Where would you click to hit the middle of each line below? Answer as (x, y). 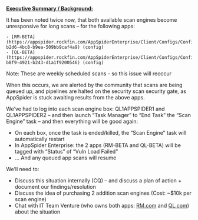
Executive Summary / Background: (49, 9)
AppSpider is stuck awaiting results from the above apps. (76, 97)
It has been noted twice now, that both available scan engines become (92, 20)
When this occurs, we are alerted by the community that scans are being (94, 85)
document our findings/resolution (55, 187)
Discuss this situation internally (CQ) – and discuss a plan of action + (98, 181)
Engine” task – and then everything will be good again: (72, 121)
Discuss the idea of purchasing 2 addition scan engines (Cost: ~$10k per (103, 193)
